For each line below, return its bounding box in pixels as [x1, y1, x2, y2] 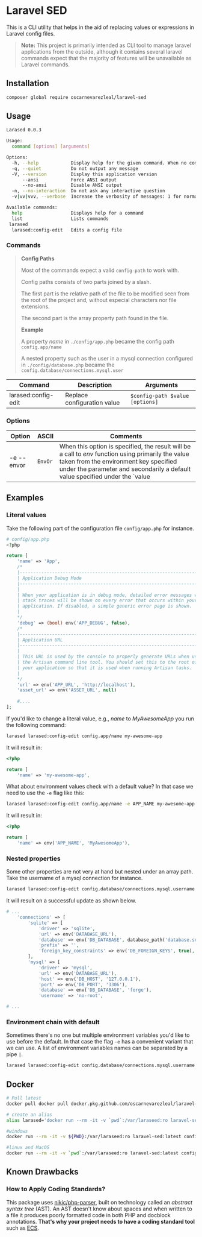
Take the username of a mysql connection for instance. [6, 875, 143, 882]
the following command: [6, 721, 66, 728]
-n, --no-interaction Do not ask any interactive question [11, 188, 165, 194]
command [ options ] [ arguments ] [11, 143, 90, 150]
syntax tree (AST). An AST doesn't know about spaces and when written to [6, 1205, 192, 1212]
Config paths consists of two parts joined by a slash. [20, 278, 151, 285]
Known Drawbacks [6, 1167, 79, 1177]
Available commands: [6, 204, 58, 211]
